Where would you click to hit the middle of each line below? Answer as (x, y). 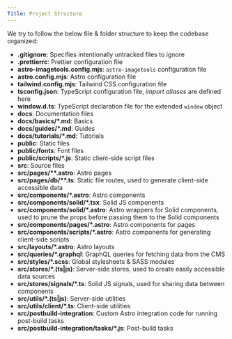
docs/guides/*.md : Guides (56, 128)
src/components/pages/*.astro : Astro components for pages (106, 224)
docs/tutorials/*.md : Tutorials (61, 136)
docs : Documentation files (55, 113)
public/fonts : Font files (51, 150)
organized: (23, 41)
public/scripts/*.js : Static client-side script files (86, 158)
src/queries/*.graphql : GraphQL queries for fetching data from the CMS (121, 254)
